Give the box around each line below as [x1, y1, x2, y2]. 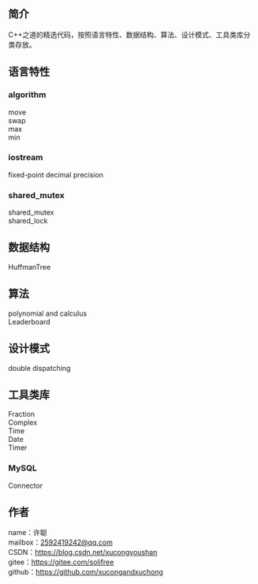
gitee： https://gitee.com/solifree [8, 557, 114, 567]
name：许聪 [8, 528, 47, 537]
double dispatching [8, 363, 71, 372]
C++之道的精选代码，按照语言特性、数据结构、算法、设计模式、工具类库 [8, 30, 244, 39]
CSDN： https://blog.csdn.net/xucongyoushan [8, 548, 158, 557]
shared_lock [8, 216, 48, 226]
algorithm [8, 89, 47, 100]
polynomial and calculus [8, 309, 88, 318]
